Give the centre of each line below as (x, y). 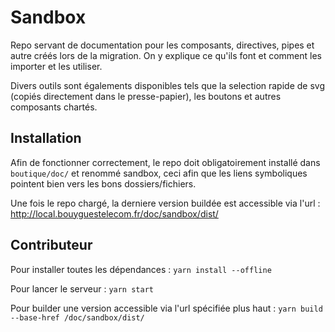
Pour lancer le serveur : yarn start (82, 288)
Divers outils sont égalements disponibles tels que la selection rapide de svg (167, 85)
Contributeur (51, 245)
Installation (46, 138)
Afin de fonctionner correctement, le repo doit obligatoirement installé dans (165, 162)
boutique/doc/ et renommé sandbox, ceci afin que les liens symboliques (159, 173)
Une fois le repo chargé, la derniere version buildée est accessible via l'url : (165, 203)
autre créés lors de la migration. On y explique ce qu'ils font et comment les (166, 55)
